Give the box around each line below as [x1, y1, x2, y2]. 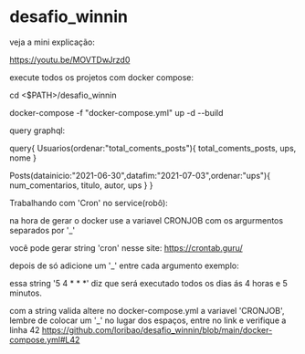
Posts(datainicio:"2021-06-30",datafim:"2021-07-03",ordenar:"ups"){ [9, 170, 271, 181]
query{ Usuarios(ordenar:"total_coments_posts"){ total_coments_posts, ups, [9, 142, 297, 153]
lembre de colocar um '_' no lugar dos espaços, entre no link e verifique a [9, 315, 287, 326]
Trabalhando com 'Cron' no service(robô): [9, 197, 169, 208]
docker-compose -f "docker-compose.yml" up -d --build [9, 107, 224, 118]
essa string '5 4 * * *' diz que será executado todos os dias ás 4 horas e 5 [9, 277, 288, 288]
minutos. [9, 287, 43, 298]
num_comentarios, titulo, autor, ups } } [9, 180, 153, 191]
